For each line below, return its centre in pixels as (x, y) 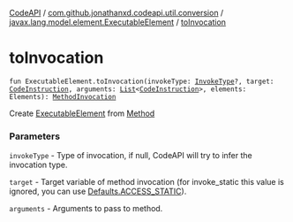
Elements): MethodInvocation (63, 96)
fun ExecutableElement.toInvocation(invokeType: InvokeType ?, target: (142, 81)
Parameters (34, 136)
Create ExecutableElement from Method (82, 113)
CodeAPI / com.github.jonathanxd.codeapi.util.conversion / (116, 13)
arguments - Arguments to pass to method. (86, 209)
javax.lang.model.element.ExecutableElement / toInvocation (118, 22)
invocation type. (38, 165)
